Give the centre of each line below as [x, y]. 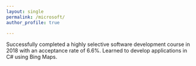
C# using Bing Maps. [32, 57]
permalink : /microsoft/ [36, 17]
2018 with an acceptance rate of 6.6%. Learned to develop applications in [97, 51]
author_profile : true [33, 22]
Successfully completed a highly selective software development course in [98, 44]
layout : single [25, 11]
